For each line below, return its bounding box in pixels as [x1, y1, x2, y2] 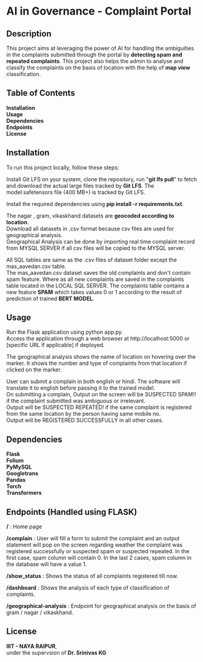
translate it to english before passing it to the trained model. [6, 384, 156, 391]
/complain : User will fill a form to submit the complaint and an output [6, 535, 180, 542]
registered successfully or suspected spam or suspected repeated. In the [6, 548, 190, 555]
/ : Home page [6, 523, 42, 530]
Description [6, 29, 52, 39]
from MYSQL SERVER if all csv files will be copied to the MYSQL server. [6, 244, 185, 252]
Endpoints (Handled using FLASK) [6, 506, 138, 517]
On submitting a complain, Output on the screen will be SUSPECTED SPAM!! [6, 391, 196, 398]
